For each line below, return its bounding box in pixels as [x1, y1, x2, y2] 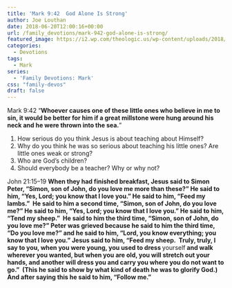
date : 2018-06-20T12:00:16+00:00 [7, 23, 104, 30]
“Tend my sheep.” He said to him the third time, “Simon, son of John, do [7, 214, 219, 222]
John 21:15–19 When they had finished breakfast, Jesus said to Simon [7, 177, 210, 186]
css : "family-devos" [7, 81, 67, 88]
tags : [7, 55, 23, 62]
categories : [7, 42, 41, 49]
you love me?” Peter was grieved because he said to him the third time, [7, 222, 215, 230]
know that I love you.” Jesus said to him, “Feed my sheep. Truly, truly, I [7, 236, 216, 244]
